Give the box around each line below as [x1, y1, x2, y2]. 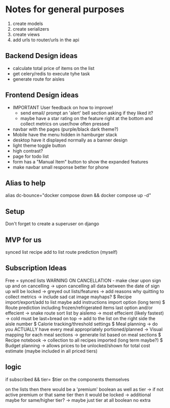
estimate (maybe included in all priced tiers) [5, 348, 98, 354]
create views [12, 31, 40, 37]
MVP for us [5, 235, 42, 244]
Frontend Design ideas [5, 91, 79, 100]
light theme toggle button [12, 142, 66, 149]
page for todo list [12, 153, 49, 159]
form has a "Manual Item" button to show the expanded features [12, 158, 149, 164]
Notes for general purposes [5, 4, 125, 15]
